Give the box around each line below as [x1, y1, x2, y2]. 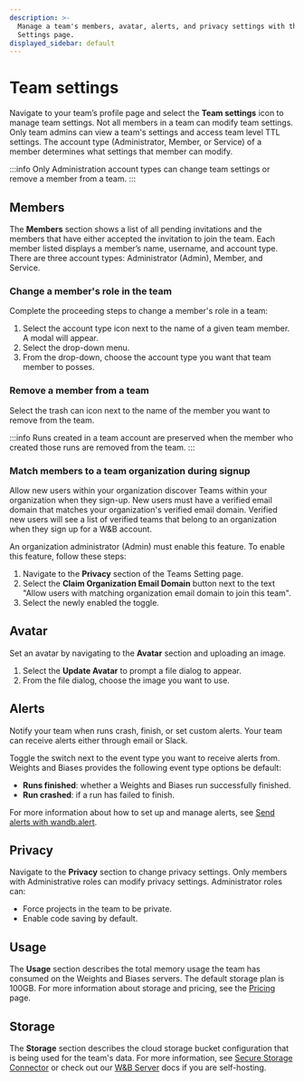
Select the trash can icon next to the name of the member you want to [9, 405, 271, 415]
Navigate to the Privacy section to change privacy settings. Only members [9, 867, 288, 878]
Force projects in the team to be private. [22, 903, 172, 914]
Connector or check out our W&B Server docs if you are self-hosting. [9, 1062, 267, 1073]
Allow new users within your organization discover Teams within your [9, 484, 268, 495]
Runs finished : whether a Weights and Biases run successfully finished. [22, 779, 291, 790]
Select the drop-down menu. [22, 342, 130, 354]
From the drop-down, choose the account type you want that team [22, 352, 271, 363]
